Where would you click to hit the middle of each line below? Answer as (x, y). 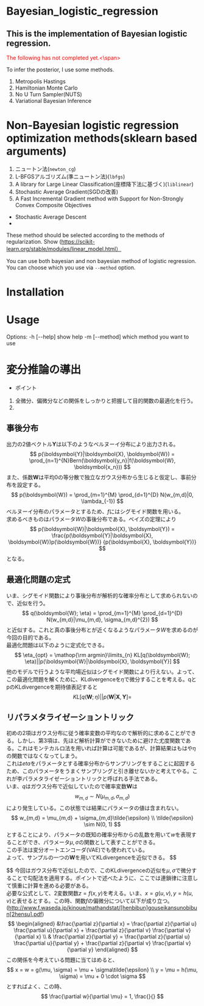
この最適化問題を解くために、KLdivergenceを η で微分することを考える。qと (101, 679)
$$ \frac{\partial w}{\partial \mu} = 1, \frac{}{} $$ (102, 996)
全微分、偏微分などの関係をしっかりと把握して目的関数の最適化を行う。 (106, 401)
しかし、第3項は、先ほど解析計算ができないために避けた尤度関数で (101, 740)
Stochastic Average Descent (51, 217)
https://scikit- (78, 241)
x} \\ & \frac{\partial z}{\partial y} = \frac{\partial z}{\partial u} (113, 937)
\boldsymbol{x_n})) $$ (102, 466)
